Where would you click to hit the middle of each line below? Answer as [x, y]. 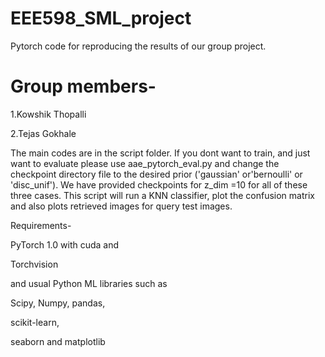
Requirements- [41, 225]
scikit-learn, [35, 322]
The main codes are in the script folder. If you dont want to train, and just [160, 153]
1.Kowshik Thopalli [48, 114]
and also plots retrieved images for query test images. [121, 206]
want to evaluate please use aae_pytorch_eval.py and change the [145, 163]
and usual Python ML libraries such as [89, 283]
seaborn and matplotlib [58, 341]
